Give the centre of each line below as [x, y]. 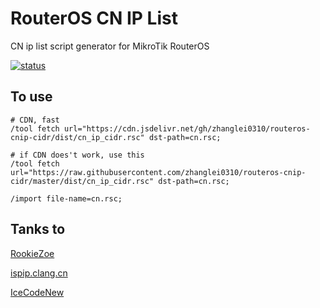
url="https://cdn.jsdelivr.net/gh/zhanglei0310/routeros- [187, 128]
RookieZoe [32, 253]
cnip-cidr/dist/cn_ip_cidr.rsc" [77, 137]
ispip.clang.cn [39, 273]
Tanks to [38, 229]
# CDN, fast [35, 120]
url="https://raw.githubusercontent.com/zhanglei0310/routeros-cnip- [158, 172]
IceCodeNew [37, 292]
